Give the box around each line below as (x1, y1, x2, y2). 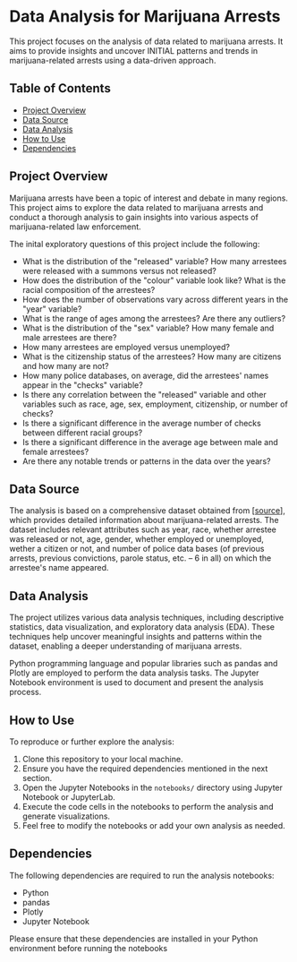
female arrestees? (21, 446, 89, 457)
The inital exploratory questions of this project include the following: (9, 238, 260, 249)
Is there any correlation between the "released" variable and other (21, 389, 267, 399)
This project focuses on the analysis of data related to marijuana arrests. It (9, 36, 284, 47)
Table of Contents (9, 81, 112, 96)
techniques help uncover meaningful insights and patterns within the (9, 631, 262, 642)
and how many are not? (21, 360, 109, 371)
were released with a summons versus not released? (21, 265, 216, 276)
